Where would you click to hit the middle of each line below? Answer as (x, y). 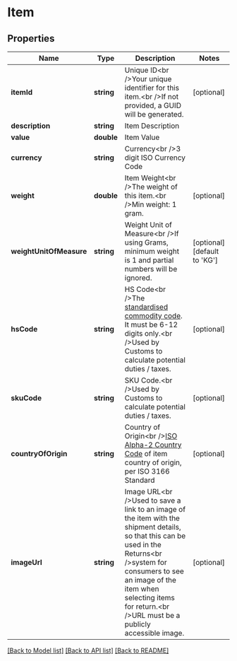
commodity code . (154, 316)
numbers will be (151, 269)
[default (206, 251)
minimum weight (152, 251)
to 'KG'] (206, 260)
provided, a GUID (153, 105)
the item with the (152, 518)
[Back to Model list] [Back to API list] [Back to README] (88, 650)
